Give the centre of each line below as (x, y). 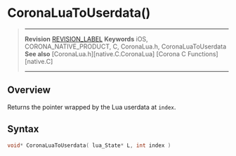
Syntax (23, 129)
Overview (29, 90)
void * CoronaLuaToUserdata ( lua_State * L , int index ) (89, 145)
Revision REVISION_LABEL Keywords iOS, (86, 39)
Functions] (203, 53)
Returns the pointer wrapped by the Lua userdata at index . (92, 107)
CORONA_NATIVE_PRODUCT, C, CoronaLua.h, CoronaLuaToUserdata (125, 46)
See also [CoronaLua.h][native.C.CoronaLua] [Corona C (105, 53)
